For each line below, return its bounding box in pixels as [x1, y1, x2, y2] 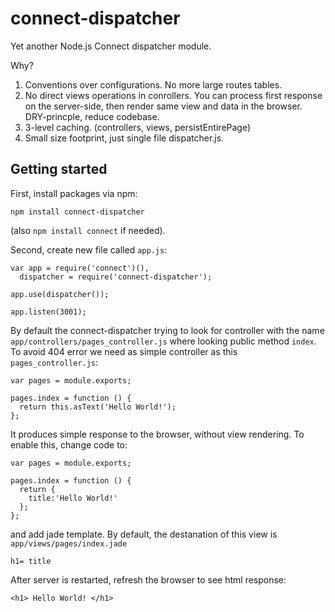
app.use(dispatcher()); [10, 289, 110, 299]
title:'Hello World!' [28, 493, 118, 503]
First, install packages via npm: [10, 187, 138, 199]
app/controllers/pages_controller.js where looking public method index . [10, 335, 317, 347]
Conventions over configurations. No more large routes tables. [24, 78, 283, 91]
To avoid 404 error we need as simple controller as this [10, 345, 238, 357]
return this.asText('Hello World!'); [19, 402, 177, 412]
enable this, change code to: [10, 438, 128, 451]
